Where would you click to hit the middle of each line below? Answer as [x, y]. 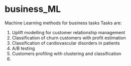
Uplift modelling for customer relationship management [68, 32]
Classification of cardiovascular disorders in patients [66, 43]
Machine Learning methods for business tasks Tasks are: [63, 23]
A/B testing [23, 48]
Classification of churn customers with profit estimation [69, 38]
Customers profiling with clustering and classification [66, 54]
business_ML [33, 9]
